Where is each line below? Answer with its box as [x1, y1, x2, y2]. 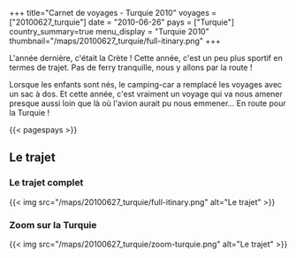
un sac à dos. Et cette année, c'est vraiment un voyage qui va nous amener [9, 88, 283, 99]
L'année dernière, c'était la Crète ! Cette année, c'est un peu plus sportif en [9, 53, 283, 63]
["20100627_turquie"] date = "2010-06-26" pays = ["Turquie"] [9, 17, 235, 27]
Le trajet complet [9, 177, 84, 189]
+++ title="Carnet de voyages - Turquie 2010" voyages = [9, 8, 217, 18]
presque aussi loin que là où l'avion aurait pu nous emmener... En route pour [9, 98, 286, 109]
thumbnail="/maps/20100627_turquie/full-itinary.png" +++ [9, 35, 221, 46]
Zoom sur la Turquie [9, 218, 97, 231]
